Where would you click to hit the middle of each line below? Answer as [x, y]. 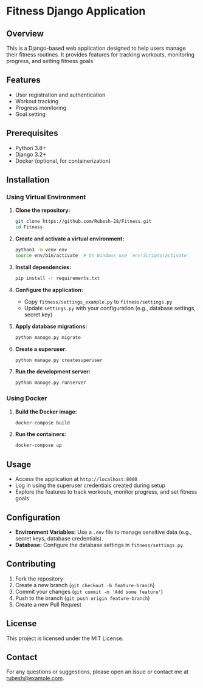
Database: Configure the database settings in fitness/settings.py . [100, 545]
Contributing [31, 564]
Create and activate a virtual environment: [70, 239]
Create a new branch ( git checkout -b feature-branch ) [85, 585]
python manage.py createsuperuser [59, 360]
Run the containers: [41, 434]
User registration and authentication [60, 95]
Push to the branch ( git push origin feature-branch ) [82, 598]
